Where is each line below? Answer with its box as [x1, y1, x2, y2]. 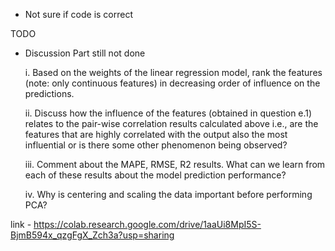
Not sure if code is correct [24, 9, 134, 20]
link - [10, 219, 32, 230]
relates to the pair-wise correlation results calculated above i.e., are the [24, 118, 319, 129]
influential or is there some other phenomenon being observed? [24, 139, 288, 151]
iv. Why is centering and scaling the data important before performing [24, 189, 313, 200]
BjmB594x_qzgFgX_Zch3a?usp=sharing [10, 229, 175, 241]
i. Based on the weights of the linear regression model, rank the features [24, 67, 323, 78]
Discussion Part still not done [24, 47, 146, 59]
